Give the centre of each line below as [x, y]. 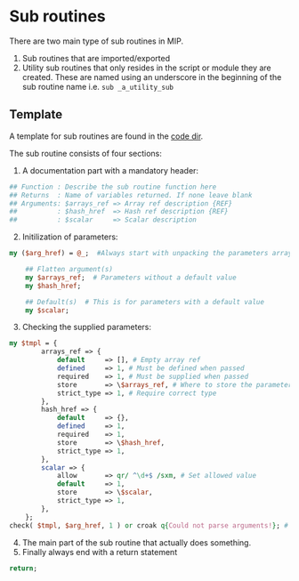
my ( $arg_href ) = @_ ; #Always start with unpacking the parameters [139, 254]
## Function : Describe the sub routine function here [113, 187]
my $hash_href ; [53, 286]
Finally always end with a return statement [100, 552]
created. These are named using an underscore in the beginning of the [152, 77]
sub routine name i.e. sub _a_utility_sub [97, 86]
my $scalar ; [47, 310]
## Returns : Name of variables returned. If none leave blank [131, 195]
